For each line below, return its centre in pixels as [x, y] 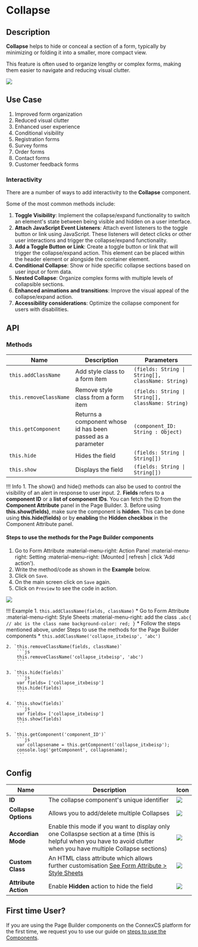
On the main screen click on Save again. [62, 582]
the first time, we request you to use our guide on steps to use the [86, 931]
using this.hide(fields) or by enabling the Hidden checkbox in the [87, 518]
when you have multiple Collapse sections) [108, 848]
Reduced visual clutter [42, 120]
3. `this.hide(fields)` [35, 672]
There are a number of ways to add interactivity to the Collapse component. [99, 192]
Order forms [29, 152]
